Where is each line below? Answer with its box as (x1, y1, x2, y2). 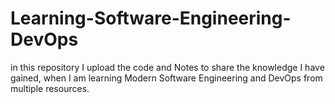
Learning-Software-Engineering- (10, 7, 292, 30)
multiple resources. (10, 82, 90, 94)
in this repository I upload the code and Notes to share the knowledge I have (10, 61, 325, 73)
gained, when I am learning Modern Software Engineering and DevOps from (10, 72, 323, 84)
